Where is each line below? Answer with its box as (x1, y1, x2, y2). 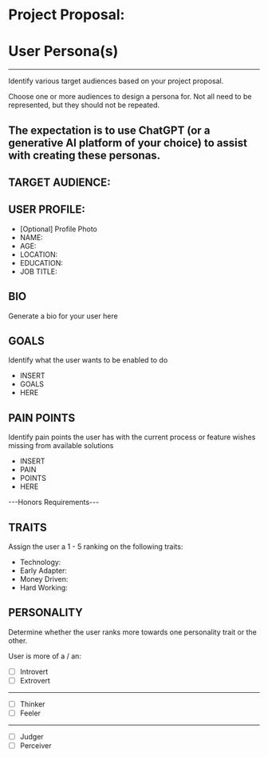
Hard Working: (19, 583, 68, 592)
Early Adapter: (19, 566, 68, 575)
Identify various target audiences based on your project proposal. (8, 76, 224, 86)
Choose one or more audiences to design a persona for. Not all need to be (8, 92, 252, 102)
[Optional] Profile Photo (19, 224, 98, 234)
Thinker (19, 699, 45, 709)
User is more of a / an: (8, 651, 82, 661)
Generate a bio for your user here (8, 310, 118, 321)
